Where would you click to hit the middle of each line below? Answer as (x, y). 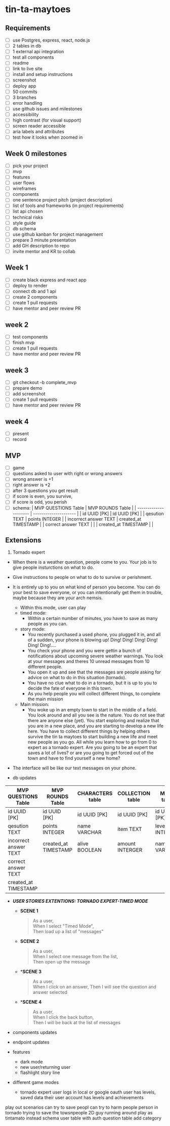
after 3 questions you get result (45, 491)
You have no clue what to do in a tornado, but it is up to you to (92, 683)
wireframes (24, 189)
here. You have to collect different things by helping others (89, 731)
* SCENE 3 (31, 972)
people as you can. (48, 624)
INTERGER (130, 850)
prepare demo (27, 388)
